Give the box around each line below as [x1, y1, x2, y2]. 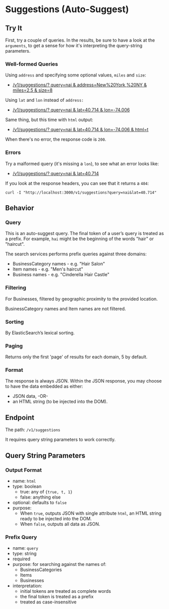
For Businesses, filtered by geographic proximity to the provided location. [5, 295, 158, 302]
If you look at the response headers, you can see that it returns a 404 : [5, 180, 149, 186]
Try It [5, 24, 23, 32]
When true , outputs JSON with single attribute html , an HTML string [20, 510, 161, 516]
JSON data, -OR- [12, 393, 48, 399]
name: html [12, 478, 36, 484]
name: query [12, 545, 39, 551]
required [12, 556, 31, 562]
